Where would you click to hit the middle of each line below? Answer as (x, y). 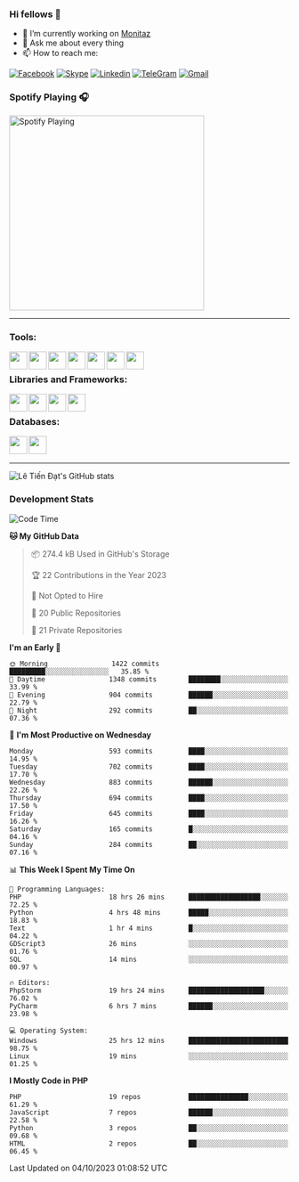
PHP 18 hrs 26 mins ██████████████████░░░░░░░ (149, 897)
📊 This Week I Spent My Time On (72, 869)
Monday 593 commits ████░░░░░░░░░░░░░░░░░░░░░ (149, 751)
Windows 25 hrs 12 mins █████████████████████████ (149, 1040)
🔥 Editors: (30, 982)
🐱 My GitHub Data (44, 536)
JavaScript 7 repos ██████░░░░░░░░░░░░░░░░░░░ (149, 1113)
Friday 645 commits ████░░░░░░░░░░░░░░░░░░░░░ (149, 813)
